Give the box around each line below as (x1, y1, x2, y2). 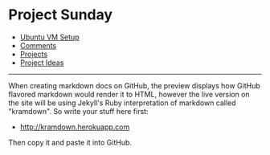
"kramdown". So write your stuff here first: (8, 106, 149, 116)
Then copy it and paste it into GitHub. (8, 137, 133, 147)
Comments (19, 40, 57, 50)
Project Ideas (19, 58, 64, 67)
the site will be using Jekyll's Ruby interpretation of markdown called (8, 98, 236, 108)
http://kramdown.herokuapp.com (19, 122, 130, 132)
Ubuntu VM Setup (19, 32, 80, 42)
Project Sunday (8, 6, 113, 24)
